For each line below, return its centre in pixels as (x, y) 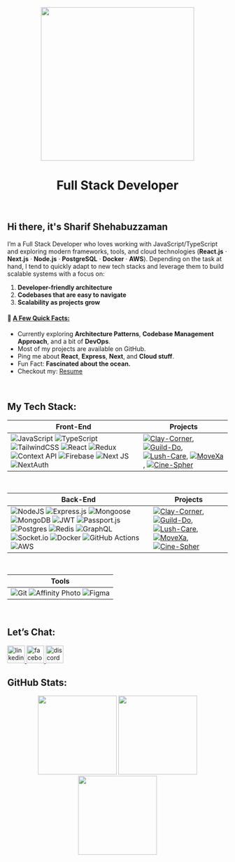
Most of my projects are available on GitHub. (81, 349)
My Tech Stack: (42, 407)
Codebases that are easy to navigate (72, 295)
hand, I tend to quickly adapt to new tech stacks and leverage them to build (116, 266)
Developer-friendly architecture (65, 287)
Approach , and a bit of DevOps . (64, 341)
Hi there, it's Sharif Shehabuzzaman (87, 227)
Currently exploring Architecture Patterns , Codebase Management (116, 333)
